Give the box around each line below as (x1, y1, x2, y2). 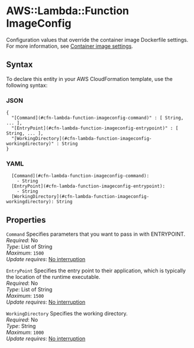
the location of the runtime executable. (6, 274, 101, 281)
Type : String (6, 323, 36, 330)
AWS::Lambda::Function (6, 4, 129, 18)
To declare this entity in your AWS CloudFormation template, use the (6, 75, 173, 82)
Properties (6, 214, 46, 225)
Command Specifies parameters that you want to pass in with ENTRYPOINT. (6, 230, 186, 238)
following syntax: (6, 82, 48, 89)
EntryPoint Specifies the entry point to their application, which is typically (6, 267, 186, 274)
